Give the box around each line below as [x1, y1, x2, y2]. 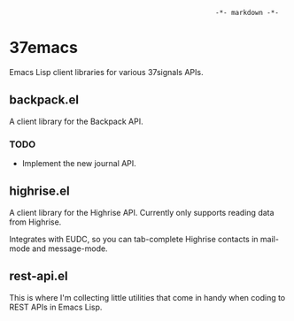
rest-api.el [9, 269, 68, 284]
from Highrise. [9, 217, 62, 227]
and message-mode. [32, 243, 108, 254]
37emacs [9, 38, 78, 57]
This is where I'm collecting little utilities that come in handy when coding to [9, 292, 286, 302]
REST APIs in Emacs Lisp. [9, 302, 103, 312]
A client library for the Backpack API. [9, 116, 143, 126]
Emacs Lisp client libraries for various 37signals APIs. [9, 66, 204, 77]
